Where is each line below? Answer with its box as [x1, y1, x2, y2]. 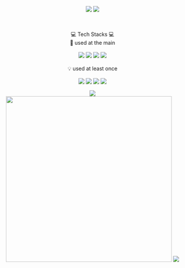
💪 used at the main [70, 39, 115, 46]
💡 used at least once [67, 65, 118, 72]
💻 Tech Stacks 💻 [71, 31, 114, 38]
